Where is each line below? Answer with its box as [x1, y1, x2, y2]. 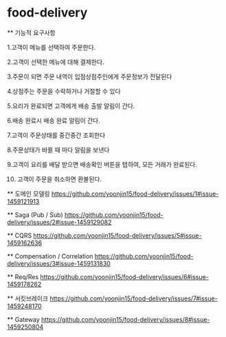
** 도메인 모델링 [7, 190, 50, 198]
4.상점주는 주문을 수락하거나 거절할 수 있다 [7, 87, 122, 95]
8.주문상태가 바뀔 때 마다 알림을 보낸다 [7, 145, 110, 154]
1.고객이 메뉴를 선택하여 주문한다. [7, 43, 96, 51]
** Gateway [7, 315, 40, 323]
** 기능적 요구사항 [7, 28, 56, 37]
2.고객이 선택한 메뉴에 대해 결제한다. [7, 57, 104, 66]
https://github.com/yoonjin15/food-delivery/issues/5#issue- [33, 231, 202, 239]
